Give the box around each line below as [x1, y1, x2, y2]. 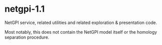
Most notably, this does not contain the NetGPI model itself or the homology [4, 29, 157, 35]
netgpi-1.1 [4, 3, 45, 15]
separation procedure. [4, 34, 50, 40]
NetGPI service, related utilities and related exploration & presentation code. [4, 20, 157, 25]
